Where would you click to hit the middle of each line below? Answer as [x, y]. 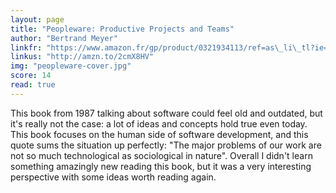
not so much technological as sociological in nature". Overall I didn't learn [161, 155]
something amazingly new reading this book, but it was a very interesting [161, 166]
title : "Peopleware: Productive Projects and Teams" [122, 29]
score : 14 [31, 76]
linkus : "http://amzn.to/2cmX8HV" [82, 57]
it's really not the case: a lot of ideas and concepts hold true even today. [159, 123]
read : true [33, 85]
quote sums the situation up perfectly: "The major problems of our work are [166, 145]
